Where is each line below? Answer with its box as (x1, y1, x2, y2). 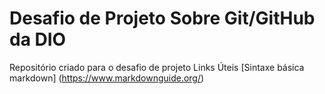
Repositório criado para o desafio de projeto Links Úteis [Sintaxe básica (9, 61, 305, 73)
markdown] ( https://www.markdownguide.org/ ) (9, 72, 205, 84)
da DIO (9, 28, 67, 51)
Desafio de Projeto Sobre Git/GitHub (9, 7, 316, 30)
